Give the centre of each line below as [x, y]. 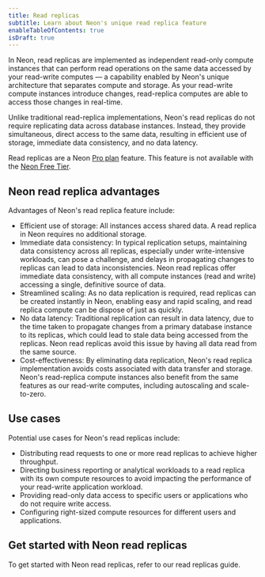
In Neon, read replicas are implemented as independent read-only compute [131, 60]
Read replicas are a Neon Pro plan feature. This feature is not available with [131, 158]
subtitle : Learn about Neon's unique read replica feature [108, 23]
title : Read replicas [44, 15]
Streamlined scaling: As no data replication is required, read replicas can [138, 293]
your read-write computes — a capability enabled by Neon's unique [119, 77]
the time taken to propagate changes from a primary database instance [136, 327]
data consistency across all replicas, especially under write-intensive [132, 251]
